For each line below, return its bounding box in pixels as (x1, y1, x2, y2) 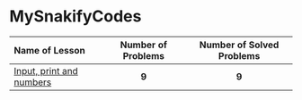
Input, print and (13, 64, 78, 77)
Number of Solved (199, 38, 280, 51)
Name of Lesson (13, 44, 85, 56)
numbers (13, 76, 52, 88)
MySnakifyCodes (9, 6, 142, 27)
